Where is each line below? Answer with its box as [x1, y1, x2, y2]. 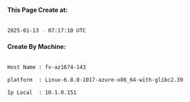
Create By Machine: [7, 42, 67, 50]
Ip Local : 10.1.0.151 [7, 89, 77, 96]
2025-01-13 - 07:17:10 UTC [7, 27, 86, 34]
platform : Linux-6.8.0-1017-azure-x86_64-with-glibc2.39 [7, 77, 184, 84]
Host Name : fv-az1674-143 [7, 64, 86, 71]
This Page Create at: [7, 6, 68, 14]
